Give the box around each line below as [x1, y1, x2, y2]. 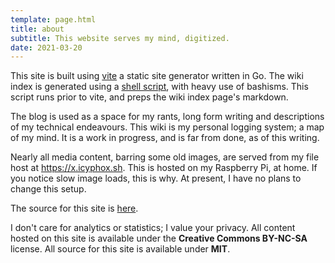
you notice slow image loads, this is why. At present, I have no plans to [10, 172, 302, 185]
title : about [10, 24, 65, 34]
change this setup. [10, 183, 87, 195]
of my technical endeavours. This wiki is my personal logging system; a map [10, 121, 325, 133]
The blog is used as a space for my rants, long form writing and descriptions [10, 111, 325, 123]
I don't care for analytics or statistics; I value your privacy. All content [10, 222, 296, 234]
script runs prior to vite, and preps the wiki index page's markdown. [10, 91, 289, 103]
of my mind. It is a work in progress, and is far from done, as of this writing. [10, 132, 320, 144]
